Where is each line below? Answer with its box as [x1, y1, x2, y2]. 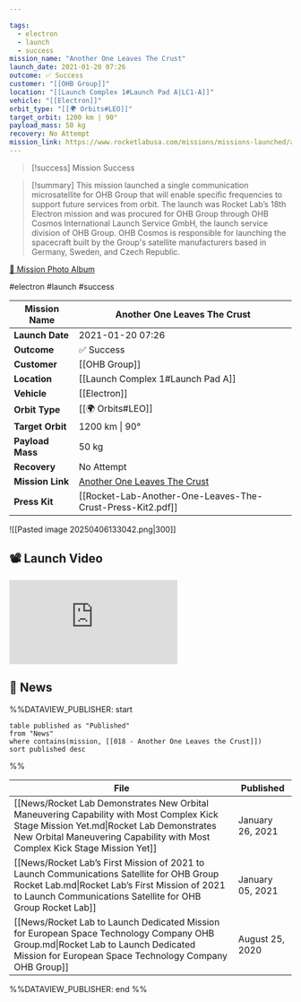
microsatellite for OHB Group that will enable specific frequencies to [30, 189, 283, 200]
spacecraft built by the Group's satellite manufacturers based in [30, 237, 267, 248]
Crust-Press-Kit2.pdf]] [78, 501, 178, 513]
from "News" [9, 728, 54, 738]
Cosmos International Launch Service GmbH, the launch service [30, 217, 269, 229]
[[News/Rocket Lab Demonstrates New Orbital [13, 797, 209, 809]
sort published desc [9, 745, 87, 754]
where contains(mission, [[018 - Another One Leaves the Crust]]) [9, 736, 262, 745]
